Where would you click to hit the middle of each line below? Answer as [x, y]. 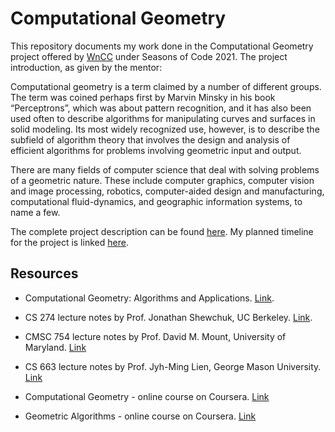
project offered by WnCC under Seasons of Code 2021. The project [149, 56]
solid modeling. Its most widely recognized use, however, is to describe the [165, 129]
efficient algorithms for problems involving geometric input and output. [156, 150]
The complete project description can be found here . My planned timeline [162, 231]
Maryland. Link [55, 347]
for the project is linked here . [69, 242]
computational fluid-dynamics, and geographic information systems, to [156, 201]
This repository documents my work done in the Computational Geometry [162, 46]
